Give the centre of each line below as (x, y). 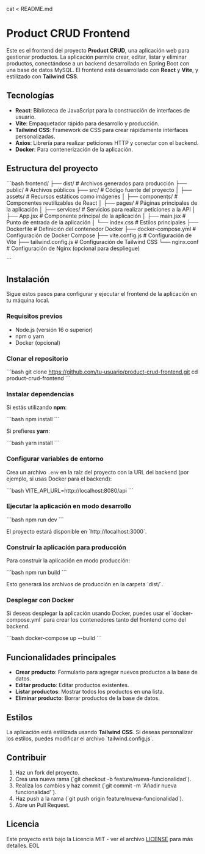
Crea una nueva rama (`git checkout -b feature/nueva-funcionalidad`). (103, 779)
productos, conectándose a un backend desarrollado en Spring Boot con (98, 63)
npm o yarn (30, 336)
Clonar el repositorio (37, 358)
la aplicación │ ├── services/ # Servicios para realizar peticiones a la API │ (101, 209)
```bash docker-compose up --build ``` (54, 638)
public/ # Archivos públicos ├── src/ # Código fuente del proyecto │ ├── (99, 190)
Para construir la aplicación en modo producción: (68, 561)
